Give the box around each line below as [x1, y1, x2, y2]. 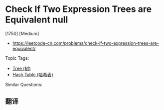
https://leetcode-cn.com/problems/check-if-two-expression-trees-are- [12, 40, 160, 46]
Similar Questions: [5, 81, 43, 88]
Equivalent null [5, 14, 68, 25]
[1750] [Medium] [5, 30, 39, 36]
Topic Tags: [5, 55, 29, 61]
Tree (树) [12, 65, 31, 71]
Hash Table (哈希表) [12, 71, 53, 78]
